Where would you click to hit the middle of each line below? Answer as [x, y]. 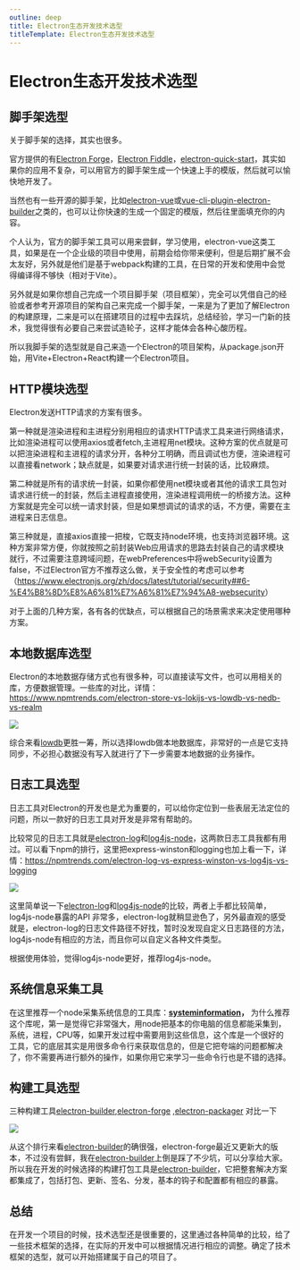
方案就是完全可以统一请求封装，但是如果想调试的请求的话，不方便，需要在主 [150, 506]
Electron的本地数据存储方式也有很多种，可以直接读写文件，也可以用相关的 [146, 677]
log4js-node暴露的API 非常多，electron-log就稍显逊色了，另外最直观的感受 [148, 917]
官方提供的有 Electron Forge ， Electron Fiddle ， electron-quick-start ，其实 [144, 159]
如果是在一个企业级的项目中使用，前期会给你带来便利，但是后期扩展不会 [158, 253]
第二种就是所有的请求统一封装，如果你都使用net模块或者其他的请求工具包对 [148, 484]
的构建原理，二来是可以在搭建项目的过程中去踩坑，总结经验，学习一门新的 [146, 317]
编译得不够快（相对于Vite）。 [69, 275]
